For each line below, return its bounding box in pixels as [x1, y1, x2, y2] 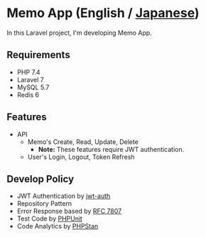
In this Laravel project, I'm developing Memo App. [6, 28, 152, 37]
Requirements [6, 49, 70, 61]
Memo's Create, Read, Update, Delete [27, 137, 139, 146]
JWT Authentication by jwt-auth [16, 192, 111, 200]
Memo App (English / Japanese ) [6, 5, 200, 21]
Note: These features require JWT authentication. [38, 145, 185, 153]
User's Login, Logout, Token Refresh [27, 153, 136, 161]
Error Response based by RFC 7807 [16, 207, 122, 216]
